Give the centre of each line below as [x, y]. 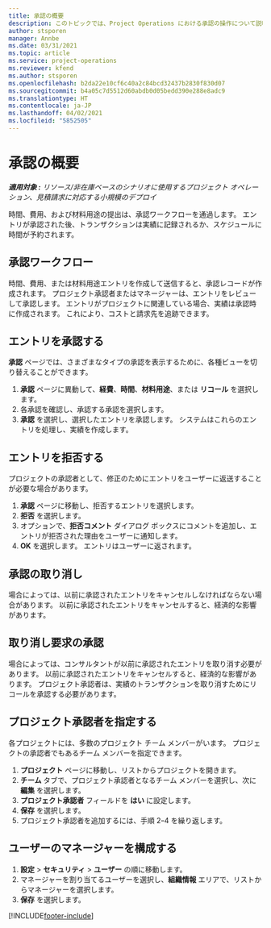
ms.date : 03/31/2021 [43, 46]
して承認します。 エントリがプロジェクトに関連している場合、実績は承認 [129, 303]
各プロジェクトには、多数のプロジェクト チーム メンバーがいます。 [120, 743]
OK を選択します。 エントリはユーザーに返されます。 [108, 546]
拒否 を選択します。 [53, 516]
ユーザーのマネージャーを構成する [93, 849]
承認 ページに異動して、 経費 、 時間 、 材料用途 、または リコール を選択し [140, 389]
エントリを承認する [56, 341]
